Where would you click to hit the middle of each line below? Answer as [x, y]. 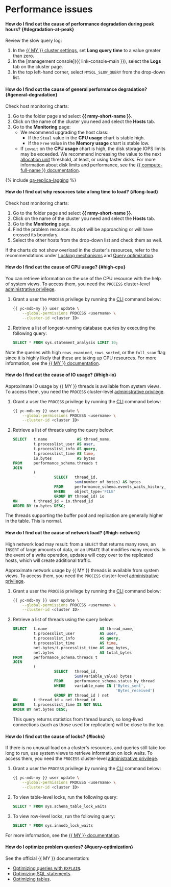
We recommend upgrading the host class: [64, 132]
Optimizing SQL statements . [42, 873]
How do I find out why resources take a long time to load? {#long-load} [82, 192]
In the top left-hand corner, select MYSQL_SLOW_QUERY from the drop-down [89, 72]
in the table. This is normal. [34, 521]
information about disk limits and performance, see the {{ [81, 165]
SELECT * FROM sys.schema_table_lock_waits [60, 806]
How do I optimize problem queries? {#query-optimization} [69, 847]
